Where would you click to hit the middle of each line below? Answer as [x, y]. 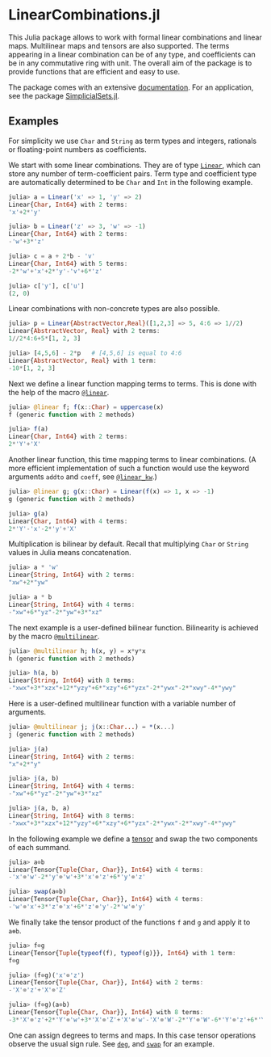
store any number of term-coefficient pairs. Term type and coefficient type [133, 173]
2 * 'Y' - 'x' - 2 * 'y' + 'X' [43, 528]
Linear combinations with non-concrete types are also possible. [114, 309]
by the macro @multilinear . [54, 636]
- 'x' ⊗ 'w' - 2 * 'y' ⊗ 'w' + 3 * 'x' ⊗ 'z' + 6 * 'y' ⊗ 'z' [77, 877]
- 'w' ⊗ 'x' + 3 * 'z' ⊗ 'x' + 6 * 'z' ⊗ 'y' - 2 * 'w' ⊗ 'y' [77, 907]
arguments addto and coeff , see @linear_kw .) [83, 477]
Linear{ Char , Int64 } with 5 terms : [68, 263]
